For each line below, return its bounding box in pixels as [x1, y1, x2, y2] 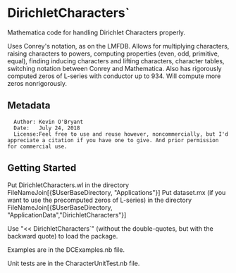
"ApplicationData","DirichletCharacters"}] [7, 210, 127, 219]
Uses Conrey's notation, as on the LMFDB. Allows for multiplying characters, [7, 42, 230, 50]
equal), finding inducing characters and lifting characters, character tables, [7, 56, 225, 65]
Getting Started [7, 162, 77, 174]
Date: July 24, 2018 [13, 125, 80, 132]
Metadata [7, 100, 51, 112]
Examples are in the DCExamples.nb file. [7, 245, 125, 254]
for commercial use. [7, 143, 68, 150]
